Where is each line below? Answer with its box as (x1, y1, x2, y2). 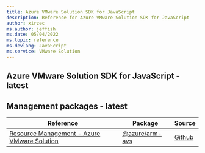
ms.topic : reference (6, 37, 59, 43)
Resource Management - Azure (9, 129, 101, 137)
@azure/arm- (121, 129, 162, 137)
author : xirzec (6, 20, 45, 26)
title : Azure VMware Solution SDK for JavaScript (6, 8, 135, 15)
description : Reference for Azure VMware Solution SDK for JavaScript (6, 15, 190, 21)
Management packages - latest (6, 101, 128, 111)
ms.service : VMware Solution (6, 49, 81, 55)
